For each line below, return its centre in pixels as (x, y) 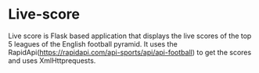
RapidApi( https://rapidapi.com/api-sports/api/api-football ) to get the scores (130, 52)
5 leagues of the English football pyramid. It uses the (93, 43)
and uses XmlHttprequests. (52, 61)
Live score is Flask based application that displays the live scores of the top (130, 36)
